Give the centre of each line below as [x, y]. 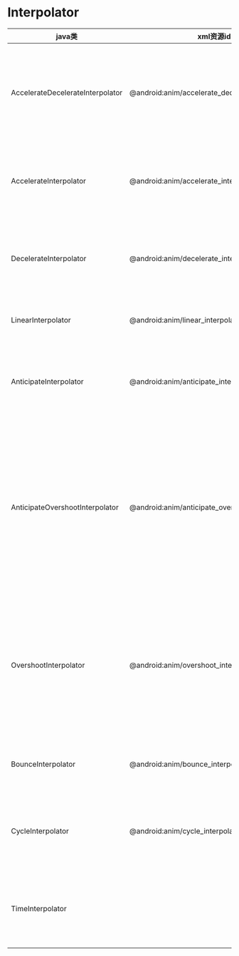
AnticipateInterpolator [47, 381]
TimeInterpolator [39, 908]
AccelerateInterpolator [49, 180]
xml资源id [214, 36]
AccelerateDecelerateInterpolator [67, 92]
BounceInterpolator [43, 764]
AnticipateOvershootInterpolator [65, 507]
